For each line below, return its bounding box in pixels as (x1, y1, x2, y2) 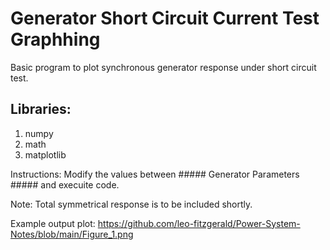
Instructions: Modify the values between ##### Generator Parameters (10, 168, 300, 180)
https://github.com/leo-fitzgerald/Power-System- (97, 217, 301, 229)
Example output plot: (10, 217, 96, 229)
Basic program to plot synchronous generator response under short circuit (10, 61, 317, 73)
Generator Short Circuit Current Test (10, 7, 320, 30)
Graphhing (10, 28, 101, 51)
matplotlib (24, 148, 67, 161)
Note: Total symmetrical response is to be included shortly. (10, 198, 253, 210)
